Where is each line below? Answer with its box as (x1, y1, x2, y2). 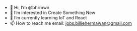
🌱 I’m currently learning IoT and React (9, 15, 87, 20)
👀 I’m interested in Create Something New (9, 10, 96, 15)
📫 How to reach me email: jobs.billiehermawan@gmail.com (9, 20, 132, 26)
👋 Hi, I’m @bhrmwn (9, 5, 50, 10)
